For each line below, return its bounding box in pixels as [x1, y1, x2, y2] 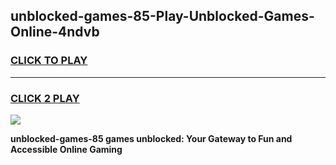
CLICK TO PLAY [10, 54, 88, 68]
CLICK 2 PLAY [10, 91, 80, 105]
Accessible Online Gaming [10, 143, 123, 155]
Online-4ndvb [10, 24, 100, 41]
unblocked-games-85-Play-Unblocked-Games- [10, 8, 315, 25]
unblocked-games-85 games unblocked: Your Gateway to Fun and [10, 132, 293, 144]
